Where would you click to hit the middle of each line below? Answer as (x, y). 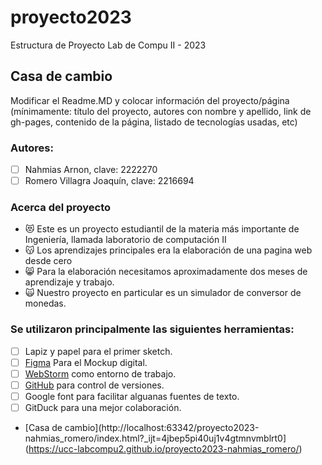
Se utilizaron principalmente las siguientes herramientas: (152, 329)
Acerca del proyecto (61, 208)
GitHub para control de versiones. (94, 385)
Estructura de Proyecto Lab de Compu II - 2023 (108, 45)
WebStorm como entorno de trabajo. (100, 373)
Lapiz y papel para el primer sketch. (98, 351)
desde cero (48, 261)
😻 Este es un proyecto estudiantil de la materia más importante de (162, 229)
